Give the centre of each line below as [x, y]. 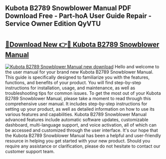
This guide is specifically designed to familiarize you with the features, [77, 77]
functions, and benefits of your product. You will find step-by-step [73, 82]
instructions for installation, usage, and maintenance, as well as [70, 88]
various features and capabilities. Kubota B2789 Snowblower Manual [76, 114]
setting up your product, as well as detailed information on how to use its [80, 109]
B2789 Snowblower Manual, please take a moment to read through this [78, 98]
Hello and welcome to [137, 67]
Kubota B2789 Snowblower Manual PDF [68, 8]
